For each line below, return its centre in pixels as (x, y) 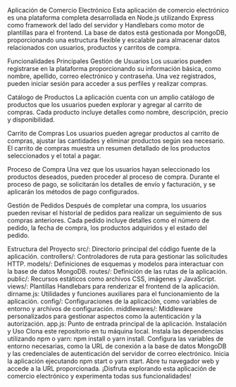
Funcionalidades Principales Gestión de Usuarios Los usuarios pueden (110, 61)
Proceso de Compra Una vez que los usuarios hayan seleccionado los (109, 169)
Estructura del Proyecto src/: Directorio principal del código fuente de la (112, 249)
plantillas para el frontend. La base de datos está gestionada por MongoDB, (117, 32)
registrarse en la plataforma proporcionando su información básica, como (114, 69)
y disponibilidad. (31, 120)
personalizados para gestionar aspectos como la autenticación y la (105, 316)
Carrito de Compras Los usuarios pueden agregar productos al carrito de (113, 133)
